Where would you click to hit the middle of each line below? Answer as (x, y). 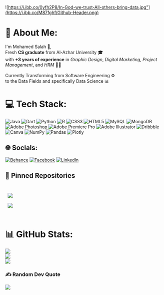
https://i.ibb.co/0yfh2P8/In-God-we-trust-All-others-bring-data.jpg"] (79, 7)
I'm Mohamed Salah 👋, (28, 47)
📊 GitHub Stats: (39, 234)
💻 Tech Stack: (36, 104)
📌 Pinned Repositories (40, 176)
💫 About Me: (31, 33)
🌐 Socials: (21, 148)
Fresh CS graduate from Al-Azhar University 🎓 (54, 52)
